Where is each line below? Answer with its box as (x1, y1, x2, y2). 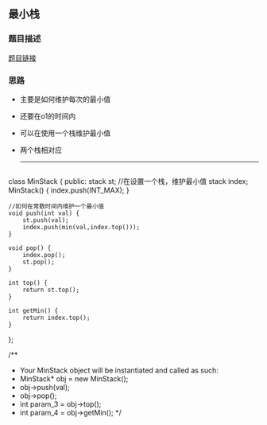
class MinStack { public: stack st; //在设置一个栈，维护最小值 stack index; (8, 176, 249, 185)
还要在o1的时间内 (19, 111, 76, 121)
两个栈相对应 (19, 145, 62, 154)
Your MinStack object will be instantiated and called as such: (19, 365, 219, 375)
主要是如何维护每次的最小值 (19, 94, 111, 103)
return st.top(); (22, 286, 80, 294)
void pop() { (8, 244, 52, 252)
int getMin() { (8, 306, 59, 314)
